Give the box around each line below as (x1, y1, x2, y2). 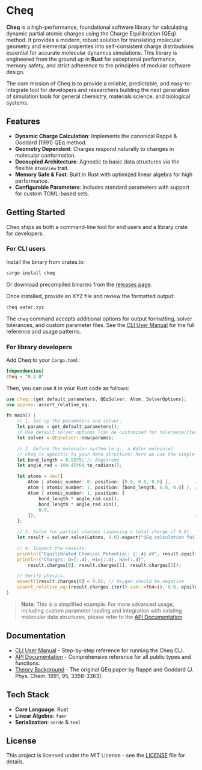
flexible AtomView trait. (14, 164, 69, 171)
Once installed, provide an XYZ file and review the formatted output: (6, 292, 175, 299)
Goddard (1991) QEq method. (14, 139, 87, 146)
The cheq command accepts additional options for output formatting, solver (6, 315, 192, 322)
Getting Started (6, 207, 66, 218)
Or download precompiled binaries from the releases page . (6, 281, 153, 288)
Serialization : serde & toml (14, 718, 81, 726)
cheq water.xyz (6, 304, 44, 310)
